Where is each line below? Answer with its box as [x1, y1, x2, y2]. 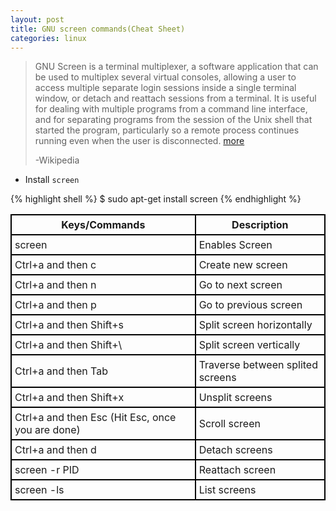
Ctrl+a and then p [14, 298, 97, 312]
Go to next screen [198, 278, 283, 292]
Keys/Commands [61, 218, 146, 232]
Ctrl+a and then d [14, 443, 97, 457]
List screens [198, 483, 257, 497]
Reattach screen [198, 463, 277, 477]
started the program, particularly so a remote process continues [34, 124, 300, 136]
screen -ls [14, 483, 65, 497]
